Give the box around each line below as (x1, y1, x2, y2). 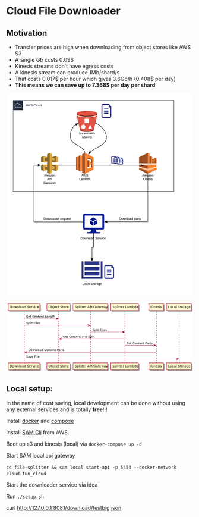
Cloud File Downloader (6, 4, 121, 18)
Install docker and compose (6, 418, 74, 425)
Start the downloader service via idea (6, 481, 98, 488)
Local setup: (6, 384, 53, 394)
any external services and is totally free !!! (6, 406, 108, 413)
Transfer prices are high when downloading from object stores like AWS (14, 43, 191, 51)
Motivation (6, 28, 48, 38)
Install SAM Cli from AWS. (6, 429, 70, 436)
